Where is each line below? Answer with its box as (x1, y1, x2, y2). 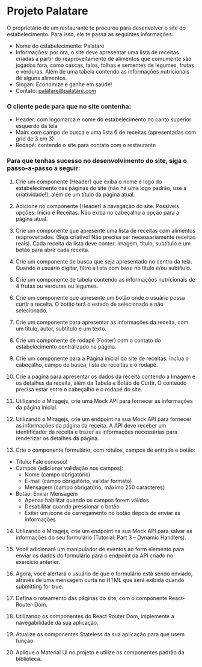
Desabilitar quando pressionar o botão (24, 502, 120, 510)
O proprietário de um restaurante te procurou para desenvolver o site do (7, 24, 186, 31)
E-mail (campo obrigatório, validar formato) (24, 477, 132, 484)
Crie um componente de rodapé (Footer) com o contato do (15, 337, 161, 344)
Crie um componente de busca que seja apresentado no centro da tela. (15, 258, 192, 265)
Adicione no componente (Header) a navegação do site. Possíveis (15, 202, 180, 209)
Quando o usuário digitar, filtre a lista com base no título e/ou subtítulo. (15, 264, 192, 271)
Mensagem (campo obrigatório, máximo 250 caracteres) (24, 484, 165, 491)
